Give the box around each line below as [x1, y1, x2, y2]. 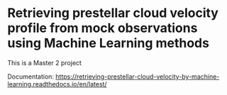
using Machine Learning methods [7, 35, 209, 51]
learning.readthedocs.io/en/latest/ [7, 79, 108, 88]
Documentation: [7, 72, 55, 81]
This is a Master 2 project [7, 58, 82, 67]
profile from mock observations [7, 20, 198, 36]
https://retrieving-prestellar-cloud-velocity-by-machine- [55, 72, 220, 81]
